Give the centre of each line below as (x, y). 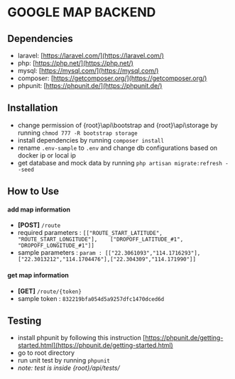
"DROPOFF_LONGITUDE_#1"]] (56, 246)
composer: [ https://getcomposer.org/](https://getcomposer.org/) (112, 78)
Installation (33, 108)
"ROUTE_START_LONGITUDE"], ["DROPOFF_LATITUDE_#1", (100, 240)
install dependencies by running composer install (91, 140)
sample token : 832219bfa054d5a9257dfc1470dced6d (91, 298)
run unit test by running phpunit (64, 361)
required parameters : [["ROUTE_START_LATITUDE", (90, 233)
